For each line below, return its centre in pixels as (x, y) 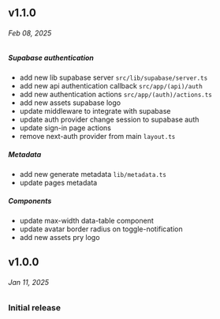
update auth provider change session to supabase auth (109, 119)
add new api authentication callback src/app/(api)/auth (111, 85)
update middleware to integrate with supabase (95, 111)
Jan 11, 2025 (29, 282)
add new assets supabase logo (70, 103)
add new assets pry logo (60, 237)
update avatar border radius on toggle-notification (101, 229)
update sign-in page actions (65, 128)
